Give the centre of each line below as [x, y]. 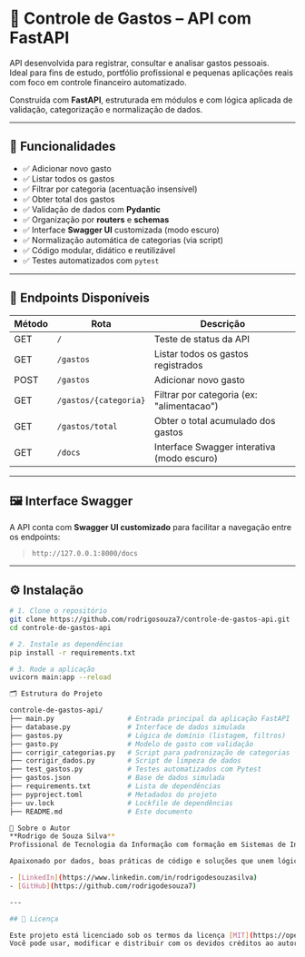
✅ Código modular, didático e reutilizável [98, 250]
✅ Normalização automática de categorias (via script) [123, 240]
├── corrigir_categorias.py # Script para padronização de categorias [150, 753]
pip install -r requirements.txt [73, 653]
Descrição [223, 323]
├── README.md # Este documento [101, 812]
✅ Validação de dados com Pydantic [92, 209]
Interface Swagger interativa [215, 447]
